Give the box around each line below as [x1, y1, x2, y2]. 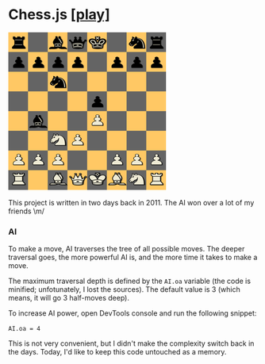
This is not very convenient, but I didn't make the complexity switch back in [8, 339, 255, 348]
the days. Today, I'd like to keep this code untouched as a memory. [8, 347, 227, 357]
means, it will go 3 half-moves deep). [8, 293, 129, 303]
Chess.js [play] [8, 6, 110, 24]
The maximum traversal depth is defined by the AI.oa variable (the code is [8, 276, 252, 286]
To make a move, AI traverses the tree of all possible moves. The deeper [8, 244, 245, 254]
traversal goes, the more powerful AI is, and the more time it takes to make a [8, 252, 258, 262]
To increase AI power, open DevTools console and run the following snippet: [8, 308, 257, 318]
